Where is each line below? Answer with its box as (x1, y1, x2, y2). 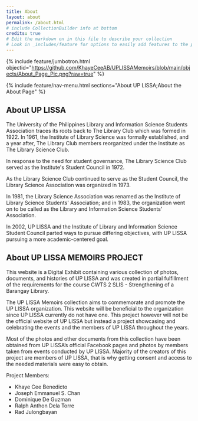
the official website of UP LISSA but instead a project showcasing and (6, 317, 176, 325)
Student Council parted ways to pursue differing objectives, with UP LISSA (6, 229, 187, 236)
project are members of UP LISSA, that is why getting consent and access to (6, 354, 192, 361)
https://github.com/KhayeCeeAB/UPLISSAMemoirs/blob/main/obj (31, 64, 190, 71)
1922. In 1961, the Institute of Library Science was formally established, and (6, 133, 189, 141)
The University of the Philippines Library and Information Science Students (6, 120, 188, 128)
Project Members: (6, 371, 49, 378)
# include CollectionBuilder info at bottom (6, 25, 117, 31)
